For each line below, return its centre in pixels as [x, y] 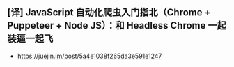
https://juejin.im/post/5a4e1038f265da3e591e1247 [89, 56]
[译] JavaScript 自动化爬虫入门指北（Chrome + [109, 13]
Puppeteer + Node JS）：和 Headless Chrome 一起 [117, 25]
